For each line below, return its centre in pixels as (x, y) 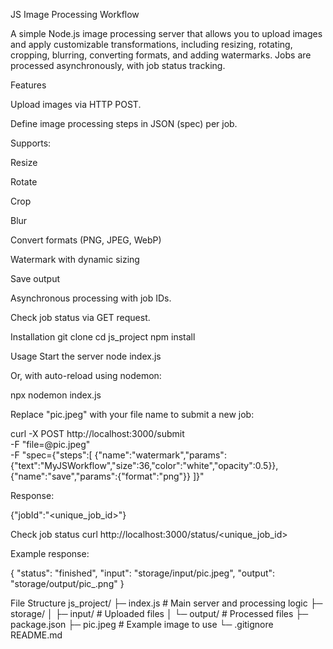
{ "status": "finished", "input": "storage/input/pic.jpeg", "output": (143, 573)
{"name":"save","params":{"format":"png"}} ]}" (107, 476)
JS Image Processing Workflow (75, 14)
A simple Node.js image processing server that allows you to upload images (166, 33)
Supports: (31, 143)
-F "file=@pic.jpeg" (50, 444)
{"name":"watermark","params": (160, 455)
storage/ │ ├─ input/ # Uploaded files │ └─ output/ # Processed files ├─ (159, 613)
